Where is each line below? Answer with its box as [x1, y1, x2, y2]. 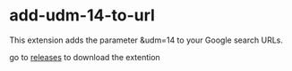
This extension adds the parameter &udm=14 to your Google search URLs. [9, 35, 284, 45]
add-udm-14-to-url [9, 5, 155, 26]
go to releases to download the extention [9, 51, 161, 62]
